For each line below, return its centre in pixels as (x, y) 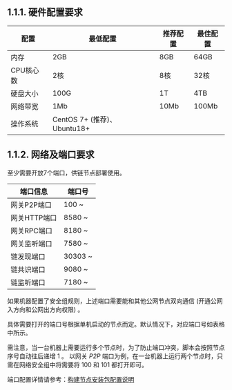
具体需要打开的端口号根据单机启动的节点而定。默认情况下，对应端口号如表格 (116, 324)
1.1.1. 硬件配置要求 (45, 12)
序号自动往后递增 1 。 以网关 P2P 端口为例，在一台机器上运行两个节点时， (112, 356)
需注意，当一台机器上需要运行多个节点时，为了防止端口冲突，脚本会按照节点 (116, 347)
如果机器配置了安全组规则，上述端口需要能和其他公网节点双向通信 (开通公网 (115, 301)
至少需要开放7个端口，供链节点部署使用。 (66, 173)
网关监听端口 (32, 244)
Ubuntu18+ (71, 128)
